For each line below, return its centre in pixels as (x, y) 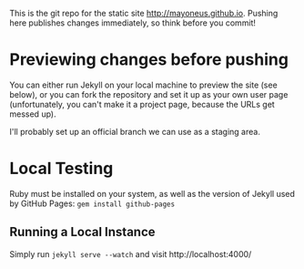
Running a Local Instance (83, 232)
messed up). (33, 114)
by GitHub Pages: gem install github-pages (92, 203)
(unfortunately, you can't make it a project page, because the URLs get (142, 104)
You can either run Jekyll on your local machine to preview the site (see (143, 85)
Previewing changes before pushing (149, 60)
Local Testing (61, 169)
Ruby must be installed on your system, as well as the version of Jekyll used (152, 193)
